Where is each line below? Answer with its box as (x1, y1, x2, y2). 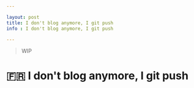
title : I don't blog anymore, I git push (6, 19, 114, 26)
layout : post (6, 14, 40, 20)
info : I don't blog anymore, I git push (6, 25, 114, 32)
